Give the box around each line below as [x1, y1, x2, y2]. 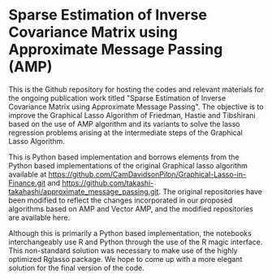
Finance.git [8, 177, 46, 188]
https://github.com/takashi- [62, 177, 154, 188]
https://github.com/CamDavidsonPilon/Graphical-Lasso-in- [48, 169, 246, 179]
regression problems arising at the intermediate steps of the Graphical [8, 128, 244, 137]
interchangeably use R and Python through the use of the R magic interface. [8, 237, 263, 246]
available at [8, 169, 47, 179]
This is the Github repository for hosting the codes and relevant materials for [8, 84, 265, 94]
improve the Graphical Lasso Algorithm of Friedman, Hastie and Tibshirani [8, 110, 256, 120]
